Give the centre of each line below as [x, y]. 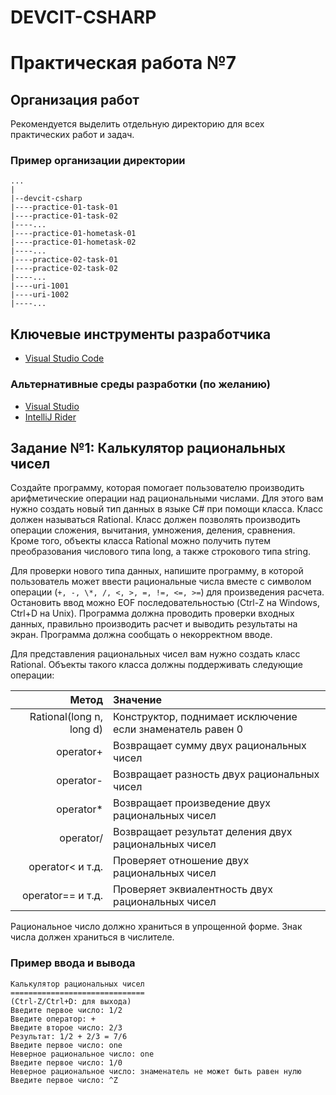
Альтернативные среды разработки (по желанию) [140, 384]
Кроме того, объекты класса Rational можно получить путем [140, 541]
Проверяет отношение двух [181, 861]
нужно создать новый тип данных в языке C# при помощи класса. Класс [166, 509]
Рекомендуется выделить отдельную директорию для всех [137, 124]
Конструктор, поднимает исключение [205, 717]
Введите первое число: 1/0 [66, 1062]
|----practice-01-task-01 [64, 207]
